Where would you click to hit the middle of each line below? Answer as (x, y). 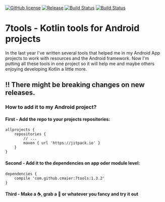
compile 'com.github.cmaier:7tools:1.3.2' (60, 178)
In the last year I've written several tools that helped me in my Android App (83, 53)
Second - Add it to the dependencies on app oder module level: (73, 163)
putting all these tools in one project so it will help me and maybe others (80, 64)
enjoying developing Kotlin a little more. (46, 69)
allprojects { (20, 130)
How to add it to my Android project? (51, 107)
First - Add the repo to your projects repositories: (58, 119)
